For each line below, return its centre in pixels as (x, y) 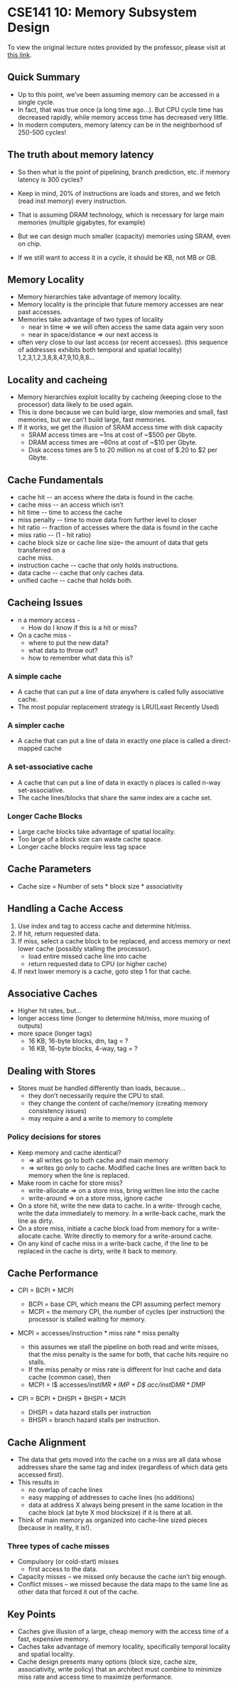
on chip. (29, 244)
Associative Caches (53, 994)
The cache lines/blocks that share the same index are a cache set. (115, 797)
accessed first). (40, 1475)
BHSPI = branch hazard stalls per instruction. (94, 1420)
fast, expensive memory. (54, 1639)
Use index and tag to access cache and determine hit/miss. (104, 926)
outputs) (30, 1026)
